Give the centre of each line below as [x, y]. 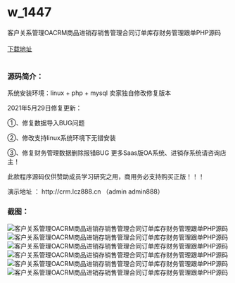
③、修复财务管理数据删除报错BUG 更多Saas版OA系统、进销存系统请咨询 [114, 153]
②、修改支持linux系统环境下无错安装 [62, 138]
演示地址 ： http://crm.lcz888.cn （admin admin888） [85, 191]
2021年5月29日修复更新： [45, 108]
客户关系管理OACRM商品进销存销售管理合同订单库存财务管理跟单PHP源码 [114, 32]
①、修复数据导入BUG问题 [46, 123]
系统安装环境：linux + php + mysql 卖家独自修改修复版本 [89, 93]
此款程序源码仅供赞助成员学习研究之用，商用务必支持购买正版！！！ [106, 177]
